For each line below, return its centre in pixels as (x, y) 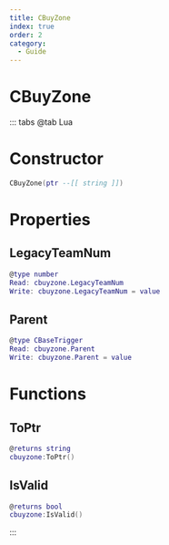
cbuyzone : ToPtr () (42, 457)
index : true (32, 26)
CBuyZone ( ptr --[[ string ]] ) (67, 183)
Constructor (57, 159)
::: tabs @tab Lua (41, 122)
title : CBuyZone (40, 18)
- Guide (32, 52)
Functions (48, 394)
